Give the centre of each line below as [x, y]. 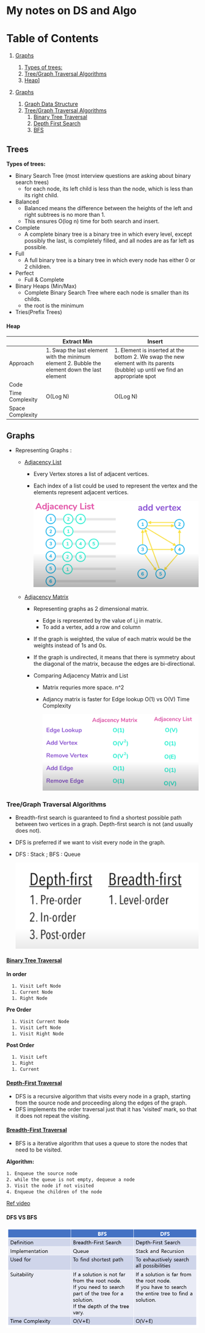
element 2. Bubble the [74, 363]
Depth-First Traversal [34, 1083]
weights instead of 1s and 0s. [70, 646]
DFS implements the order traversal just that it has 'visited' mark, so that [106, 1109]
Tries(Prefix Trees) [38, 312]
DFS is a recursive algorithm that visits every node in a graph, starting [103, 1097]
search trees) [32, 182]
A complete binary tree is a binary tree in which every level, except [108, 234]
